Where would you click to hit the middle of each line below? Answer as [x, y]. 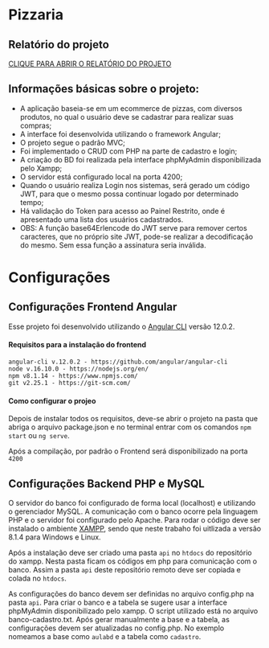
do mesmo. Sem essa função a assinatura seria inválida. [113, 245]
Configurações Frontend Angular [93, 307]
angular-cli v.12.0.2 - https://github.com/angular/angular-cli [118, 362]
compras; [36, 125]
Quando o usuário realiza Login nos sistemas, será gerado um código [135, 185]
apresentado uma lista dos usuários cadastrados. [102, 219]
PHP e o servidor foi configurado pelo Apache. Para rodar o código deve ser [134, 520]
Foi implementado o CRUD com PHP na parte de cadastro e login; [128, 151]
